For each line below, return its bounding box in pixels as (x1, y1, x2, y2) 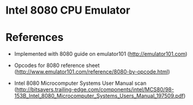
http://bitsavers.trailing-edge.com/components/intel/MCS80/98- (16, 86, 175, 93)
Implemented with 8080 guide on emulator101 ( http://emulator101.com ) (14, 50, 188, 58)
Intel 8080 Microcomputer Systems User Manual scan (14, 79, 147, 87)
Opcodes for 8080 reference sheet (14, 62, 100, 69)
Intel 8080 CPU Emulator (5, 4, 131, 17)
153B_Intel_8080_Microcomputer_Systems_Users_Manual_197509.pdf (14, 93, 184, 100)
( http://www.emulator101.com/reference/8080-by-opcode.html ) (14, 68, 170, 75)
